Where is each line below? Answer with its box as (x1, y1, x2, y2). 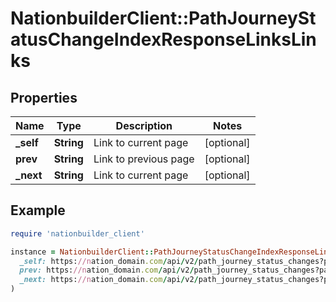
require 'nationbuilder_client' (10, 228, 145, 239)
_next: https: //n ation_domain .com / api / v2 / (19, 275, 199, 285)
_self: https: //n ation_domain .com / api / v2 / (19, 256, 199, 266)
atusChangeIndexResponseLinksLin (10, 28, 317, 51)
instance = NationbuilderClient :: (10, 247, 155, 257)
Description (115, 119, 173, 132)
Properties (10, 89, 78, 106)
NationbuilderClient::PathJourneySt (10, 7, 317, 30)
